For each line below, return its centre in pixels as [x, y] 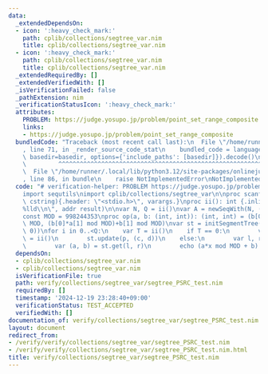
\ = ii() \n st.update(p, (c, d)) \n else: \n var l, [139, 239]
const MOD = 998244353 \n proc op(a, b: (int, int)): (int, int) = [134, 217]
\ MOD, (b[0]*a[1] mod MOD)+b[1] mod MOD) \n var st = [112, 224]
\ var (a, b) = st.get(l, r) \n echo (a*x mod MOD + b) [141, 246]
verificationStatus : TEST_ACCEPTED [75, 305]
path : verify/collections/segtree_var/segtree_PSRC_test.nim [119, 283]
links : [33, 127]
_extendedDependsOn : [49, 23]
